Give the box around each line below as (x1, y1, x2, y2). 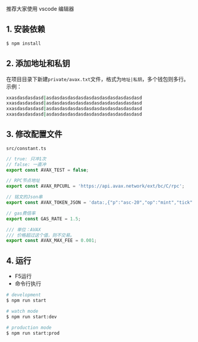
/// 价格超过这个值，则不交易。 (6, 232, 75, 238)
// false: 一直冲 (6, 161, 46, 167)
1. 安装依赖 (6, 24, 46, 35)
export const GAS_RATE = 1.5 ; (6, 216, 81, 222)
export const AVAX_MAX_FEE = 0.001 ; (6, 238, 97, 244)
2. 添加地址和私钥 (6, 58, 70, 69)
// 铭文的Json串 (6, 194, 43, 200)
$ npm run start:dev (6, 313, 58, 320)
